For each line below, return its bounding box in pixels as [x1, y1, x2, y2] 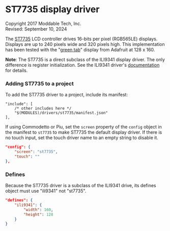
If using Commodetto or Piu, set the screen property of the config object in [5, 124, 162, 130]
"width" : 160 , [23, 207, 53, 212]
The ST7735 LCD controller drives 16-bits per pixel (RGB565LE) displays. [5, 36, 158, 42]
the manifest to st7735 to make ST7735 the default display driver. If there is [5, 129, 162, 136]
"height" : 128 [23, 212, 53, 217]
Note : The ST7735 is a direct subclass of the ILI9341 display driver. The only [5, 56, 165, 62]
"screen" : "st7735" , [14, 149, 58, 155]
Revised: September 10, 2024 [5, 25, 67, 32]
